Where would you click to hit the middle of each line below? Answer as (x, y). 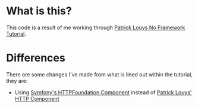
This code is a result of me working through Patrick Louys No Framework (96, 27)
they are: (17, 81)
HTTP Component (37, 98)
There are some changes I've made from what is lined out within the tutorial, (100, 74)
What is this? (39, 11)
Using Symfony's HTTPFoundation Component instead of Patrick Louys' (103, 92)
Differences (36, 58)
